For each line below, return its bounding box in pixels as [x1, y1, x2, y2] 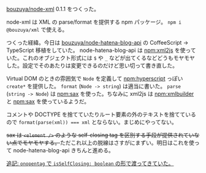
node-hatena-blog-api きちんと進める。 [13, 147, 115, 154]
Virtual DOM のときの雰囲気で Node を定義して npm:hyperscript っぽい [6, 75, 183, 82]
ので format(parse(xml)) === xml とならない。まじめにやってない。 [6, 119, 177, 125]
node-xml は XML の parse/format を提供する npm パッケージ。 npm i [6, 18, 182, 26]
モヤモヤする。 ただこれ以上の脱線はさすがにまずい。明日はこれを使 [22, 139, 194, 146]
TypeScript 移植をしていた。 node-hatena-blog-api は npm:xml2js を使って [6, 46, 196, 54]
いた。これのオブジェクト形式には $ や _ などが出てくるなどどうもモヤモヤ [6, 54, 195, 61]
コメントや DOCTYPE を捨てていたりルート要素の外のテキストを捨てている [6, 111, 196, 118]
